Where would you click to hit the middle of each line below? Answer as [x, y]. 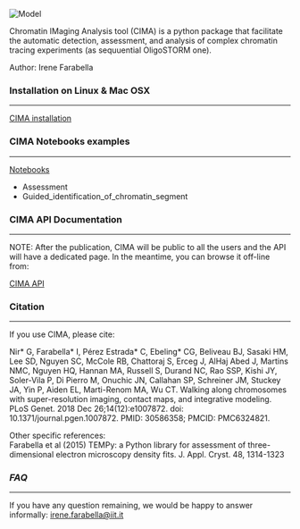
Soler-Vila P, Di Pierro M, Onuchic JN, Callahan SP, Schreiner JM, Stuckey [145, 381]
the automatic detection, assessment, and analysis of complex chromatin [144, 41]
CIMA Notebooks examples [70, 141]
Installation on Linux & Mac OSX [80, 90]
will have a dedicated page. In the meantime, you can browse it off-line [140, 256]
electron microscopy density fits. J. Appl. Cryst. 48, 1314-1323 [170, 455]
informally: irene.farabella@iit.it [67, 515]
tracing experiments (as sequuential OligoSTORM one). [111, 50]
